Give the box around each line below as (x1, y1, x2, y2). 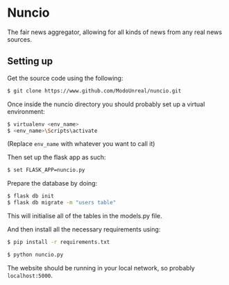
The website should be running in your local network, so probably (7, 263, 196, 272)
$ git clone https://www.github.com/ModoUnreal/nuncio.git (7, 87, 182, 95)
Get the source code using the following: (7, 74, 124, 82)
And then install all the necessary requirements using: (7, 225, 161, 234)
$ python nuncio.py (7, 251, 64, 258)
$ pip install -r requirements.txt (7, 238, 110, 245)
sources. (7, 35, 33, 43)
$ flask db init (7, 193, 54, 199)
